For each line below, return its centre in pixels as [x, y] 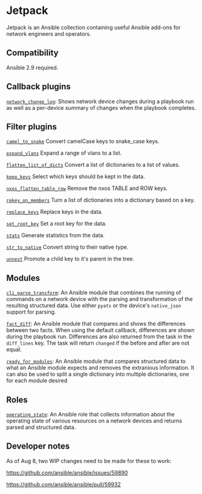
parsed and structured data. [41, 427]
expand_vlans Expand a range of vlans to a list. [64, 153]
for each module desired [37, 381]
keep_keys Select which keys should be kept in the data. [76, 177]
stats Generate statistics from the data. [55, 235]
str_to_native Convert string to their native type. [67, 247]
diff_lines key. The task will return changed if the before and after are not [98, 343]
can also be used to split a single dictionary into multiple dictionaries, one [98, 374]
